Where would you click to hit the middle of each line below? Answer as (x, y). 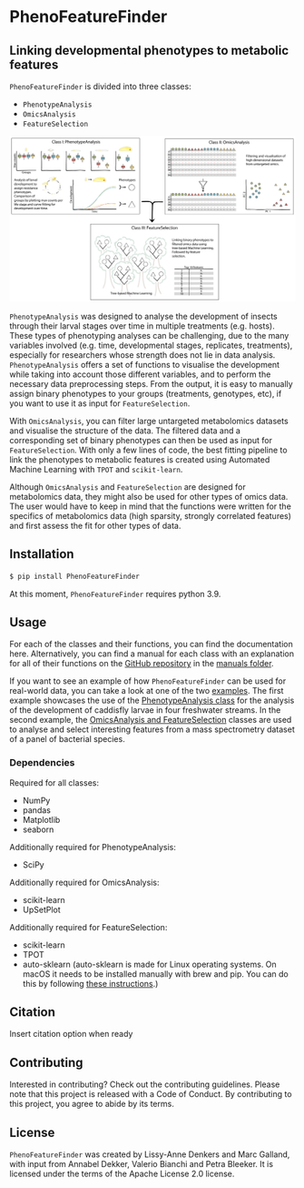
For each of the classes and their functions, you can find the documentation (151, 645)
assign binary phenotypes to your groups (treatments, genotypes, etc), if (146, 393)
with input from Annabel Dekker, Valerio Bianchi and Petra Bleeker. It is (142, 1164)
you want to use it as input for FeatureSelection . (100, 403)
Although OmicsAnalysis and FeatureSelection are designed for (128, 487)
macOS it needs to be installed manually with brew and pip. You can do (155, 974)
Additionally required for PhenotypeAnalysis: (93, 847)
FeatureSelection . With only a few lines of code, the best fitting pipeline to (148, 450)
